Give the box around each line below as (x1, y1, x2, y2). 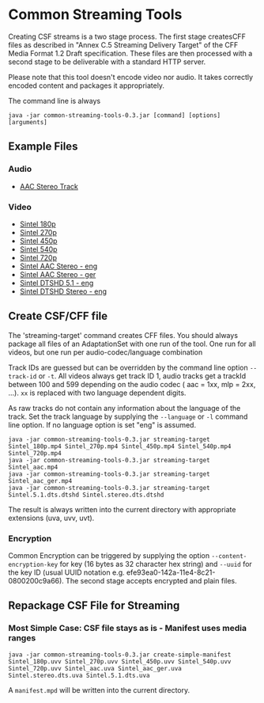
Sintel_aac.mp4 (8, 463, 58, 471)
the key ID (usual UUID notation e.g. (8, 568, 125, 577)
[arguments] (8, 118, 47, 126)
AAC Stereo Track (19, 181, 79, 191)
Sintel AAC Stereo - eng (19, 261, 98, 271)
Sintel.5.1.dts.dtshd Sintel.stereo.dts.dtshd (8, 491, 164, 499)
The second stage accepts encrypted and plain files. (66, 576, 237, 586)
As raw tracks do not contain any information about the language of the (8, 403, 241, 412)
